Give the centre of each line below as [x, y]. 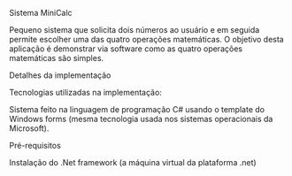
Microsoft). [29, 128]
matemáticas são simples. [57, 58]
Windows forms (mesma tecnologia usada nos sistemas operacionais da [141, 119]
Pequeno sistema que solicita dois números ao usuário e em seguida [134, 30]
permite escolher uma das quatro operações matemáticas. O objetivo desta [147, 39]
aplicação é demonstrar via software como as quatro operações [126, 49]
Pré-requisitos [35, 145]
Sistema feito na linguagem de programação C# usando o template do [137, 109]
